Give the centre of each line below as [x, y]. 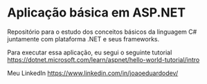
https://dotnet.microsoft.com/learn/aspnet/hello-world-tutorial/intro [103, 59]
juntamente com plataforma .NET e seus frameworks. [83, 39]
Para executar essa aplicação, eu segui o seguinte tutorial [90, 52]
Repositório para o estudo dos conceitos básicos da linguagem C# [102, 32]
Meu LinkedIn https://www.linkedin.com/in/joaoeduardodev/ [93, 73]
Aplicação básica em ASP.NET [96, 13]
